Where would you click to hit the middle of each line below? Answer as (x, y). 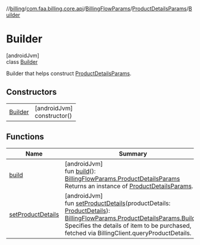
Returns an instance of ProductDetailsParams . (129, 186)
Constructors (32, 92)
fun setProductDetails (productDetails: (118, 203)
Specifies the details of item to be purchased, (128, 225)
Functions (25, 137)
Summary (133, 153)
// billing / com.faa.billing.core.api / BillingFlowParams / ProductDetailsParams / (97, 9)
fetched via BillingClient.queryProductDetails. (128, 233)
